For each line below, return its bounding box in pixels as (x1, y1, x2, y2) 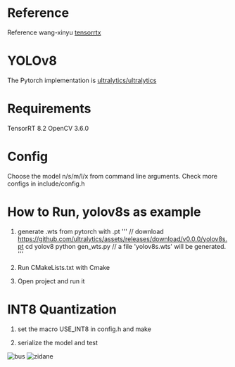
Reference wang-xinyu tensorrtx (7, 28, 101, 37)
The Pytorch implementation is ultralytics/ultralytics (7, 76, 157, 84)
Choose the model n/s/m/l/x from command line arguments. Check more (7, 172, 218, 180)
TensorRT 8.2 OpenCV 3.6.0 (7, 124, 89, 132)
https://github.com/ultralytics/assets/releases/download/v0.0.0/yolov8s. (17, 234, 228, 243)
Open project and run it (17, 276, 85, 285)
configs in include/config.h (7, 179, 85, 188)
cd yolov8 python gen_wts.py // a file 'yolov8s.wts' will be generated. (25, 242, 227, 250)
